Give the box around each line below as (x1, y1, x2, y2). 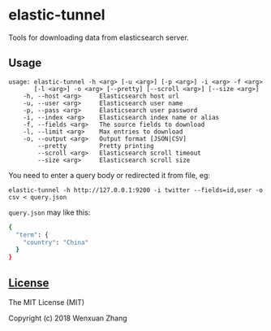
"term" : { (15, 230, 49, 239)
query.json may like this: (8, 207, 91, 217)
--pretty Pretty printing (37, 142, 154, 150)
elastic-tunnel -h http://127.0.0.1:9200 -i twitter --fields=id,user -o (8, 185, 264, 194)
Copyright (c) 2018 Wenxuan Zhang (8, 313, 127, 323)
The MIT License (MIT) (8, 297, 85, 307)
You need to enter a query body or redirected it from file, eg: (8, 170, 211, 180)
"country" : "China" (23, 238, 89, 246)
